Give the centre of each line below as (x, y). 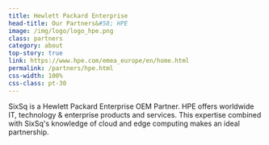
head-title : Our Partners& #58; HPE (68, 23)
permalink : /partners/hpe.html (61, 68)
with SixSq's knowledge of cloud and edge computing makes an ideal (124, 123)
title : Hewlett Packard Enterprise (68, 16)
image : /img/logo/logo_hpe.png (61, 31)
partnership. (29, 132)
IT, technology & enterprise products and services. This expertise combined (135, 114)
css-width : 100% (36, 76)
